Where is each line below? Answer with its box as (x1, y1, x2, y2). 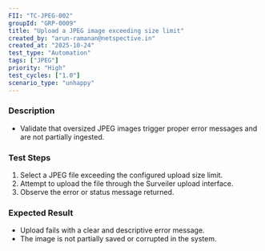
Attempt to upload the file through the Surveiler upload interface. (19, 179, 234, 188)
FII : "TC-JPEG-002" (8, 11, 74, 20)
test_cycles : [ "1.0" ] (8, 71, 81, 79)
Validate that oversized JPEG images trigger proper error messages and (19, 123, 258, 133)
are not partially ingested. (19, 132, 105, 141)
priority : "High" (8, 64, 66, 72)
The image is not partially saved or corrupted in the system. (19, 234, 218, 244)
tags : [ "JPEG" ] (8, 57, 59, 65)
